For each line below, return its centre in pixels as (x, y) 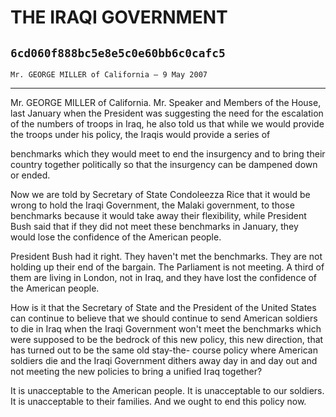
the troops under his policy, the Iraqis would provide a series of (140, 134)
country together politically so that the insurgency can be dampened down (164, 164)
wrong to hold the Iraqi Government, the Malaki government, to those (152, 205)
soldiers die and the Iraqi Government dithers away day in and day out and (164, 360)
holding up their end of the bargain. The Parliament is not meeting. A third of (167, 267)
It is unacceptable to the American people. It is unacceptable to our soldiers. (167, 390)
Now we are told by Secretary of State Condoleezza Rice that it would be (160, 194)
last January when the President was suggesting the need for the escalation (167, 113)
